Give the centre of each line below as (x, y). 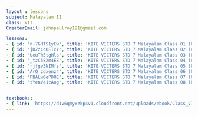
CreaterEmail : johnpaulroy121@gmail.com (57, 28)
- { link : (18, 104)
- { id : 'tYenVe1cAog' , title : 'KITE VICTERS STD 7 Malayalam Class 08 (96, 82)
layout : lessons (27, 11)
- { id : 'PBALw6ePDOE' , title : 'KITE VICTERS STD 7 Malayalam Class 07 (96, 77)
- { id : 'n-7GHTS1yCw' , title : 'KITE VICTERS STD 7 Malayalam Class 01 (96, 44)
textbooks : (19, 98)
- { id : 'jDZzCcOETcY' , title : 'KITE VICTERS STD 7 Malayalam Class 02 (96, 50)
